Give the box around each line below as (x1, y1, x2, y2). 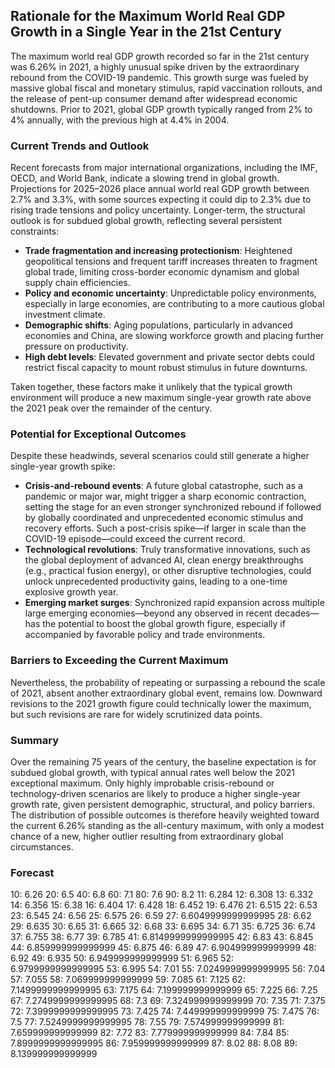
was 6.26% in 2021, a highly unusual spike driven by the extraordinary (10, 60, 300, 73)
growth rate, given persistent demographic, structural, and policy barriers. (10, 799, 316, 810)
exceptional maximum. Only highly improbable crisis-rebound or (10, 777, 275, 789)
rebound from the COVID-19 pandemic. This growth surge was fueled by (10, 71, 309, 83)
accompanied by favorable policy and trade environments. (24, 629, 266, 641)
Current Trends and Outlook (10, 139, 150, 153)
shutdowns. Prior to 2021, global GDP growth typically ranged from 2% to (10, 103, 313, 115)
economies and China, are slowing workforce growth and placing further (24, 330, 325, 342)
